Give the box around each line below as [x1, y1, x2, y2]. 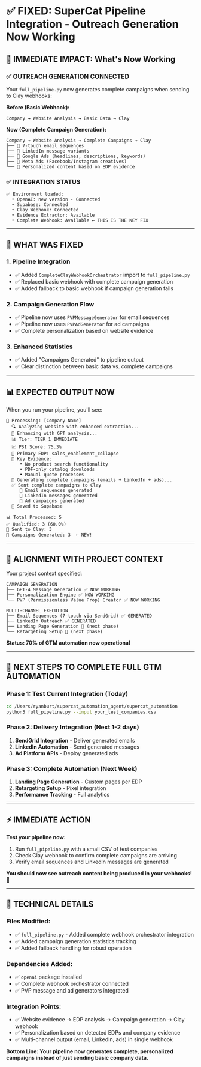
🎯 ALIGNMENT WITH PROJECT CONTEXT [6, 554, 163, 564]
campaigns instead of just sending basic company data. [6, 1054, 148, 1062]
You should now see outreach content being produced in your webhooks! [6, 869, 193, 877]
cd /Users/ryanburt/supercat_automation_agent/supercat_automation [6, 703, 178, 710]
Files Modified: [6, 917, 51, 926]
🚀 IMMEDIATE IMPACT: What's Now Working [6, 54, 176, 64]
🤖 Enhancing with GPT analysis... [11, 431, 98, 437]
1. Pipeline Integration [6, 257, 71, 266]
